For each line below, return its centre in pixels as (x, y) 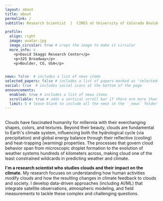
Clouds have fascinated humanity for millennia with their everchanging (75, 123)
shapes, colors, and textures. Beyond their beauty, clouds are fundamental (80, 128)
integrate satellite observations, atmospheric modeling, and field (69, 188)
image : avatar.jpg (28, 41)
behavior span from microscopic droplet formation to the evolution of (74, 148)
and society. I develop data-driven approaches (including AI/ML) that (74, 183)
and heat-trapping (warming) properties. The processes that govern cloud (79, 143)
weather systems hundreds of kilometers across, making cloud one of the (79, 154)
